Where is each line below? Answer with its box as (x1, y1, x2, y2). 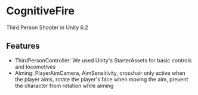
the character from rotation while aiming (14, 82, 114, 89)
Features (6, 41, 40, 51)
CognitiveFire (6, 4, 75, 18)
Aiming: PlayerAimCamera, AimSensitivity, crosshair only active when (14, 69, 186, 77)
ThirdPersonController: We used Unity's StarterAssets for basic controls (14, 56, 192, 64)
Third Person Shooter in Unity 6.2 (6, 24, 88, 31)
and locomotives (14, 63, 56, 70)
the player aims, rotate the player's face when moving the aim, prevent (14, 75, 188, 83)
